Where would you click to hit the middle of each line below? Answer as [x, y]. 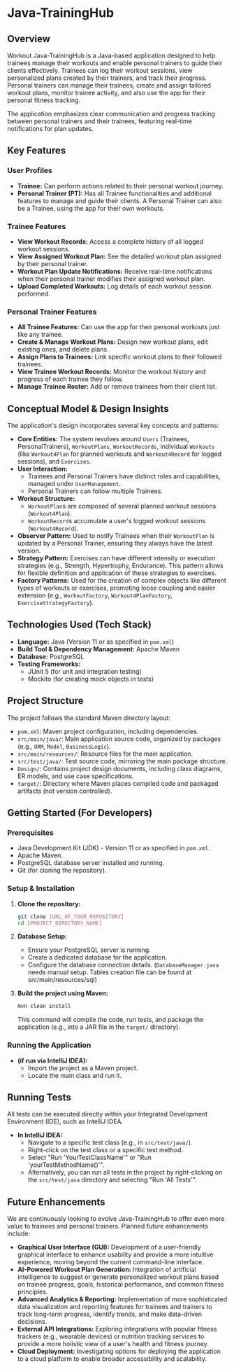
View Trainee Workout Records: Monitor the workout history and [111, 372]
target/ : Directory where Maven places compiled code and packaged [118, 783]
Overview [29, 39]
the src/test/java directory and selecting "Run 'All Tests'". [112, 1180]
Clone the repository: [49, 904]
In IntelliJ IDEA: [40, 1135]
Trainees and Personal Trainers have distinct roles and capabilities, [124, 476]
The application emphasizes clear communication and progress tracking [111, 114]
